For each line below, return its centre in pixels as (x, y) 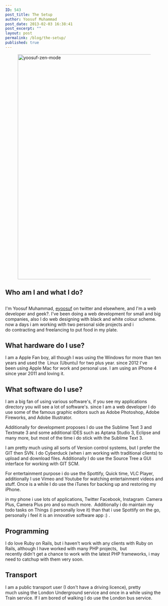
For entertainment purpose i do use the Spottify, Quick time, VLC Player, (79, 474)
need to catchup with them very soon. (44, 559)
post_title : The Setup (29, 15)
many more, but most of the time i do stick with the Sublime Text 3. (74, 438)
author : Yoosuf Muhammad (31, 19)
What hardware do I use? (45, 345)
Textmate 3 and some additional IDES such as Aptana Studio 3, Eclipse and (83, 432)
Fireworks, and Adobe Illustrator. (39, 417)
